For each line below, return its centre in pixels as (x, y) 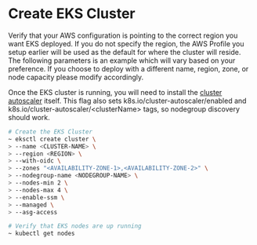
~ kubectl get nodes (42, 234)
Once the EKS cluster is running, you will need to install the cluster (115, 92)
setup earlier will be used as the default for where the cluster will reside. (125, 52)
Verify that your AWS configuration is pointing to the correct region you (123, 35)
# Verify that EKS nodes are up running (75, 226)
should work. (29, 117)
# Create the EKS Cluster (50, 132)
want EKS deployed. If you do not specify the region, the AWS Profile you (126, 43)
